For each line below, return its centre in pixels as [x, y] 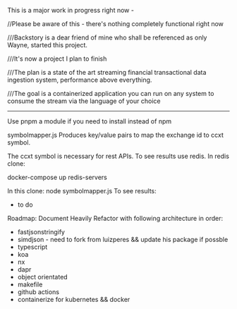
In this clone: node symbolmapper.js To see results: [82, 191]
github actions [38, 292]
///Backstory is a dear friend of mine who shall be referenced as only [107, 37]
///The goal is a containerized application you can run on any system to [111, 93]
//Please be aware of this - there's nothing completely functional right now [116, 24]
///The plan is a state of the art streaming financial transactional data [107, 72]
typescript [32, 247]
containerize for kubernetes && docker [74, 299]
